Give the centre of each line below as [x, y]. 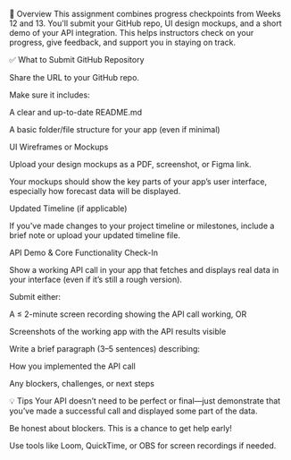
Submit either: [35, 297]
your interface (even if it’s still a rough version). [96, 279]
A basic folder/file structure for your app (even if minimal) [115, 129]
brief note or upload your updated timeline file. [95, 235]
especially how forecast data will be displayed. [95, 191]
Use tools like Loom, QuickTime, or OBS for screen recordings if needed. [143, 446]
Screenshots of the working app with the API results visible [118, 332]
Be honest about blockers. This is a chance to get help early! [121, 428]
